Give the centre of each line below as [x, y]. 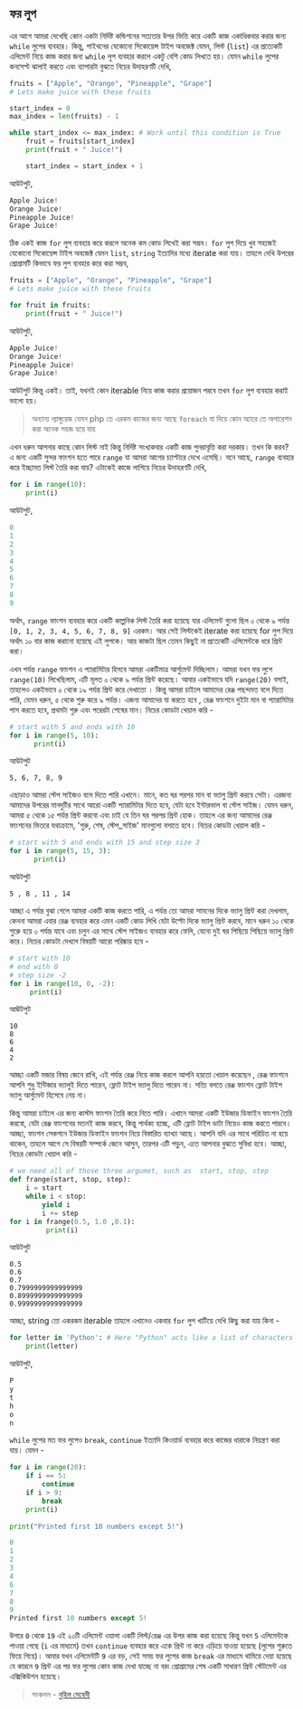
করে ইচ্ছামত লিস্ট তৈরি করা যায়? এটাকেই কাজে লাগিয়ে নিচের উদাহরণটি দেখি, [108, 468]
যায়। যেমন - [27, 1450]
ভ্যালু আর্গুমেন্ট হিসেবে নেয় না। [48, 1095]
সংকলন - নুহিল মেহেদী [61, 1695]
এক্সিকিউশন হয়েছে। [35, 1676]
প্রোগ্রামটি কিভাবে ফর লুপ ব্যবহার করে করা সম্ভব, [69, 263]
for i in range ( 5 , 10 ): [54, 736]
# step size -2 [38, 975]
